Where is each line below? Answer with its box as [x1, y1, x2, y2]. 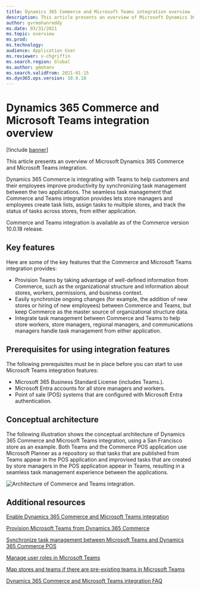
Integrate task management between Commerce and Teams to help [14, 314, 180, 321]
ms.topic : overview [6, 31, 55, 37]
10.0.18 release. [6, 225, 43, 233]
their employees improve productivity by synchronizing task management [6, 182, 186, 189]
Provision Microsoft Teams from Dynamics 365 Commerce [6, 525, 150, 532]
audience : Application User [6, 48, 76, 54]
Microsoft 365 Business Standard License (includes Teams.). [14, 378, 164, 385]
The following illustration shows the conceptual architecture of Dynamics [6, 431, 186, 438]
